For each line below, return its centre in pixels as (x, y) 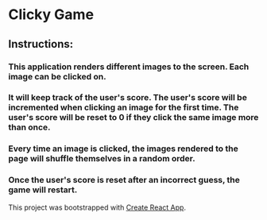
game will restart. (43, 190)
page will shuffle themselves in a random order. (102, 159)
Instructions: (41, 44)
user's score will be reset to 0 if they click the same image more (133, 118)
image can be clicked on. (57, 76)
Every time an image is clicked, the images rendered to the (123, 149)
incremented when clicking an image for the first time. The (124, 107)
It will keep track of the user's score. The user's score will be (128, 98)
